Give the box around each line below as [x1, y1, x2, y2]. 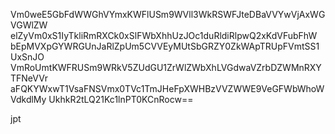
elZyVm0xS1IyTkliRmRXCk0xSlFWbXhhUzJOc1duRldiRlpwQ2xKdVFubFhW [10, 30, 318, 41]
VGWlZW [10, 19, 48, 31]
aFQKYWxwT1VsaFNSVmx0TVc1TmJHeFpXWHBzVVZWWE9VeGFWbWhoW [10, 83, 325, 94]
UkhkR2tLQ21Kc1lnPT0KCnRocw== [48, 94, 194, 105]
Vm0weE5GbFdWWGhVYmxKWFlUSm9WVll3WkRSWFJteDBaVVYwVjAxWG [10, 9, 326, 20]
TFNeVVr [10, 72, 49, 84]
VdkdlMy [10, 94, 47, 105]
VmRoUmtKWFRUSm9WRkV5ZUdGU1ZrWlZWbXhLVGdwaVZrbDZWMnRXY [10, 62, 322, 73]
